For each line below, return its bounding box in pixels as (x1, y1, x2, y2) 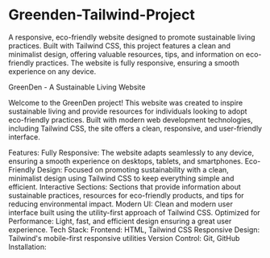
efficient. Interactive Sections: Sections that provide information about (8, 181, 242, 191)
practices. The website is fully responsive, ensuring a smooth (35, 58, 240, 68)
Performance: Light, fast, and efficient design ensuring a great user (8, 216, 232, 226)
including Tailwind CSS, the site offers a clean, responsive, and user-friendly (8, 123, 263, 133)
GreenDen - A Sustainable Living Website (8, 82, 146, 92)
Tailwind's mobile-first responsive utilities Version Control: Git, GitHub (8, 233, 240, 243)
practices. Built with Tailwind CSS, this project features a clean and (8, 40, 231, 50)
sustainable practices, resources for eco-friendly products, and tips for (8, 190, 244, 200)
